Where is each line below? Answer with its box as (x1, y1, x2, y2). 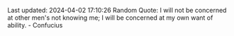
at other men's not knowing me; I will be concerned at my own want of (7, 13, 213, 22)
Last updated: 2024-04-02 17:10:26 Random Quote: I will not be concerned (7, 6, 227, 14)
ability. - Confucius (7, 21, 63, 29)
